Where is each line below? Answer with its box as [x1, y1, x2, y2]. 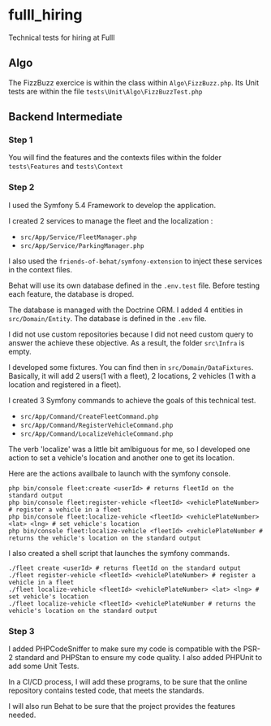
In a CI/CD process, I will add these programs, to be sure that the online [8, 677, 247, 687]
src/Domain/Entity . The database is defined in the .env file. [8, 313, 207, 323]
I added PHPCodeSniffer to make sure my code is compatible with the [8, 644, 242, 654]
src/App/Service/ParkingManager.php [19, 241, 144, 250]
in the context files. [8, 264, 73, 274]
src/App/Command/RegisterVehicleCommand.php [19, 421, 174, 429]
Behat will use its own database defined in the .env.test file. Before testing [8, 280, 260, 290]
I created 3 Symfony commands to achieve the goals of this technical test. [8, 395, 256, 405]
